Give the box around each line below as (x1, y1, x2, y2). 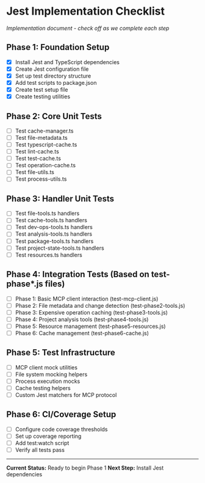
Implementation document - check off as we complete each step (6, 24, 170, 32)
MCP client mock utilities (15, 363, 78, 371)
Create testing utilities (15, 93, 71, 100)
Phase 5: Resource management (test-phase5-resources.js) (15, 322, 166, 330)
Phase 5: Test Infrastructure (6, 347, 116, 358)
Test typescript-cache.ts (15, 141, 77, 148)
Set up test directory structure (15, 72, 92, 79)
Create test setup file (15, 86, 68, 93)
